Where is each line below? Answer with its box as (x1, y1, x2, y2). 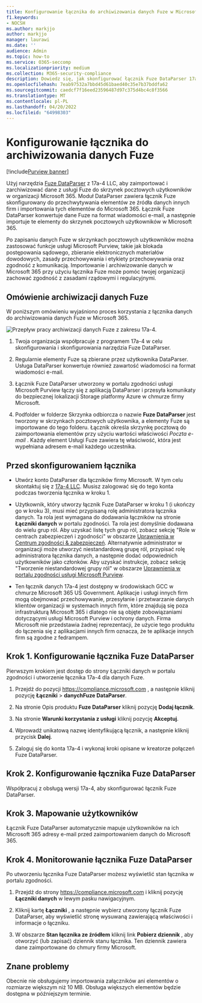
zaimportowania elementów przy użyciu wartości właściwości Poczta (14, 430, 187, 437)
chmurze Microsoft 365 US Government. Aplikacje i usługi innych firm (14, 589, 188, 596)
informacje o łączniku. (14, 919, 70, 927)
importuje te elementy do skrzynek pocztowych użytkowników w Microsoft (6, 218, 192, 226)
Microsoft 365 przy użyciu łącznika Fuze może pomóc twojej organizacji (6, 268, 185, 276)
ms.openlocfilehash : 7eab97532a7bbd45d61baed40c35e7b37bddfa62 (6, 82, 168, 88)
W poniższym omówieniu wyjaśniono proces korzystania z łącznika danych (6, 308, 193, 315)
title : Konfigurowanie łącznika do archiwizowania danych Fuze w (6, 8, 173, 15)
